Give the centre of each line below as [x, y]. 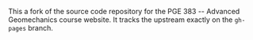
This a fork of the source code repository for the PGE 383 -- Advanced [124, 11]
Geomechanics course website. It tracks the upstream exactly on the [121, 20]
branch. [40, 28]
